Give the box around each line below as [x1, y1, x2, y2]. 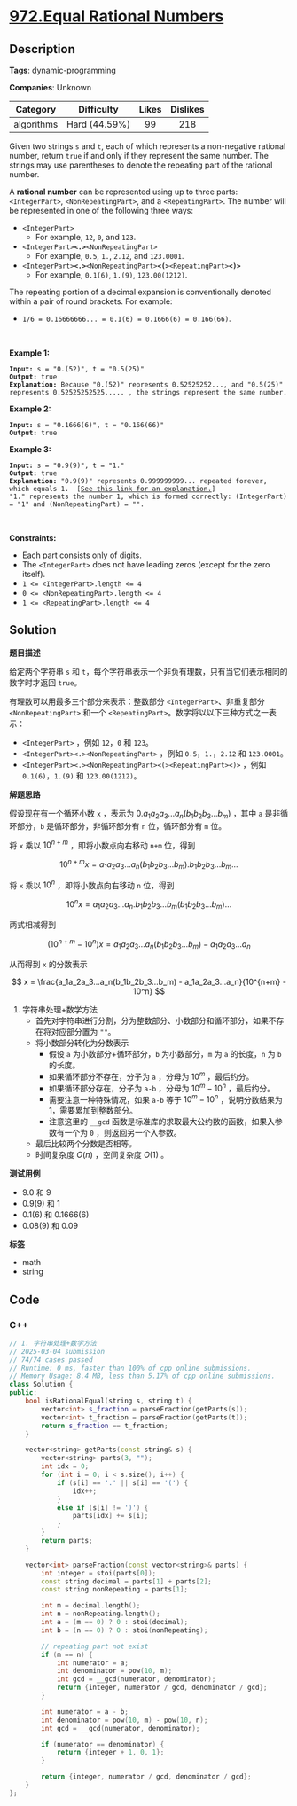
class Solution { [9, 1380, 74, 1389]
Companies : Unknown [9, 82, 91, 92]
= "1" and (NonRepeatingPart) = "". [9, 500, 145, 509]
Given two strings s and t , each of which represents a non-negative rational [9, 141, 286, 152]
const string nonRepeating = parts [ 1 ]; [41, 1585, 189, 1594]
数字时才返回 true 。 [9, 676, 82, 688]
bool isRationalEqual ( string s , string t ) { [25, 1396, 192, 1406]
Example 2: [9, 403, 51, 414]
